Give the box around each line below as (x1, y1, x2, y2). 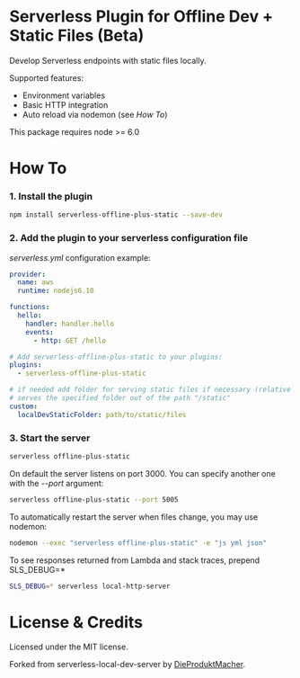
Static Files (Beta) (9, 25, 145, 46)
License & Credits (9, 611, 144, 632)
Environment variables (22, 90, 106, 101)
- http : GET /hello (32, 335, 106, 345)
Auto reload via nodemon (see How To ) (22, 109, 168, 120)
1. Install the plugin (9, 191, 93, 203)
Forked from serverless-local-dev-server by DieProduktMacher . (9, 659, 245, 670)
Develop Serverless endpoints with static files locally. (9, 55, 207, 66)
